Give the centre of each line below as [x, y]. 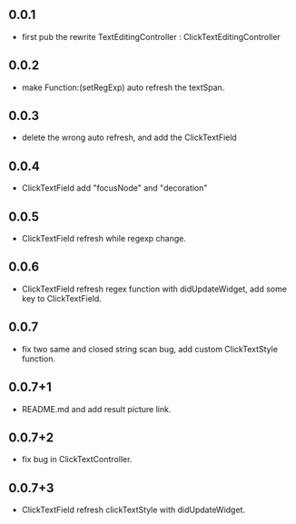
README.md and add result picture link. [96, 409]
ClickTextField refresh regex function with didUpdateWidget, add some [154, 289]
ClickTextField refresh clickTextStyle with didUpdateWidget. [133, 510]
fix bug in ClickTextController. [77, 460]
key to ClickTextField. [61, 298]
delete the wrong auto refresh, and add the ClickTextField [129, 138]
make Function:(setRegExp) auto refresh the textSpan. [123, 87]
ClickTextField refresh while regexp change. [104, 239]
